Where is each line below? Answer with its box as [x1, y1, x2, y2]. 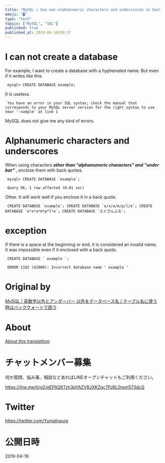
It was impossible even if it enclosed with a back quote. [5, 247, 117, 252]
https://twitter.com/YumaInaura [5, 418, 69, 424]
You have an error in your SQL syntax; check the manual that [7, 101, 137, 106]
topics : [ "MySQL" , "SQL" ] [5, 21, 58, 26]
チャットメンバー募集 [5, 357, 91, 368]
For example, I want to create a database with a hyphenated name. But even [5, 68, 159, 73]
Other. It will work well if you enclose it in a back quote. [5, 194, 117, 200]
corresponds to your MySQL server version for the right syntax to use [5, 105, 155, 110]
